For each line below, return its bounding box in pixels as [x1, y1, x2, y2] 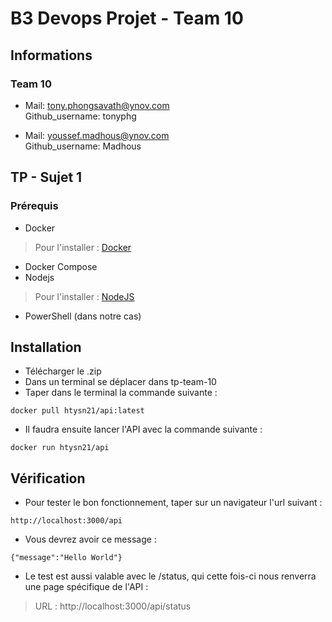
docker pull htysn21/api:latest [10, 406, 145, 416]
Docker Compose [24, 260, 98, 272]
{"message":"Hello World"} [10, 553, 123, 563]
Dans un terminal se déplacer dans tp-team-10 [24, 376, 217, 388]
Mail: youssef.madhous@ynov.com [24, 129, 170, 141]
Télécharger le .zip [24, 365, 102, 377]
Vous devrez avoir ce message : [24, 533, 157, 546]
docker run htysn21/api [10, 443, 110, 453]
